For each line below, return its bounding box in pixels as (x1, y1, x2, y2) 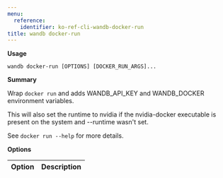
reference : (13, 17, 46, 24)
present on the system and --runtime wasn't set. (7, 118, 149, 126)
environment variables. (7, 97, 74, 105)
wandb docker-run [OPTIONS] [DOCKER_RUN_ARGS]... (7, 63, 157, 71)
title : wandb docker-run (7, 30, 81, 37)
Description (41, 162, 81, 172)
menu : (7, 10, 23, 18)
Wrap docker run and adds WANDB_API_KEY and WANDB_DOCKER (7, 89, 205, 97)
